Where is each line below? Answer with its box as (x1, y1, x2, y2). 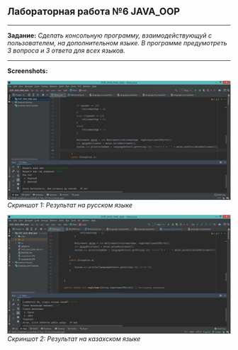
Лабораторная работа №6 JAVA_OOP (7, 6, 181, 18)
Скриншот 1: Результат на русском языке (7, 201, 133, 209)
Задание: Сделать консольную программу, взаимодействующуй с (7, 31, 212, 40)
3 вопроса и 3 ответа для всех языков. (7, 46, 125, 55)
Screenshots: (7, 67, 48, 75)
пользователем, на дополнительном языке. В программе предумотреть (7, 38, 227, 47)
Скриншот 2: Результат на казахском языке (7, 334, 141, 343)
